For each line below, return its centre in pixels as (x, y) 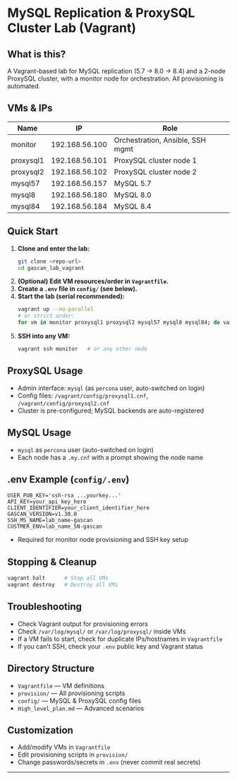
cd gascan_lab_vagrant (51, 268)
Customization (41, 730)
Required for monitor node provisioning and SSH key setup (103, 540)
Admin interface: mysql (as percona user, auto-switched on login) (111, 388)
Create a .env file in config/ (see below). (77, 289)
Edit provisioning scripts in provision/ (73, 755)
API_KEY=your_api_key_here (47, 502)
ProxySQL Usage (45, 371)
